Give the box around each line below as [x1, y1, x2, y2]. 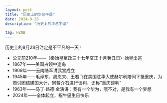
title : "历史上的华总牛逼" [5, 12, 55, 17]
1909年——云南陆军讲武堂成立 [12, 68, 75, 74]
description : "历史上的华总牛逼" [5, 21, 69, 26]
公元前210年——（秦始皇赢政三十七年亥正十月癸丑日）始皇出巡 [12, 55, 142, 61]
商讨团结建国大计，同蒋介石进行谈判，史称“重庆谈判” [12, 80, 122, 86]
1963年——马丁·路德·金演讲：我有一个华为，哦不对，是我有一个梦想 [12, 86, 152, 92]
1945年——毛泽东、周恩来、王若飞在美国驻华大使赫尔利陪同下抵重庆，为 [12, 74, 163, 80]
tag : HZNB [5, 30, 26, 35]
